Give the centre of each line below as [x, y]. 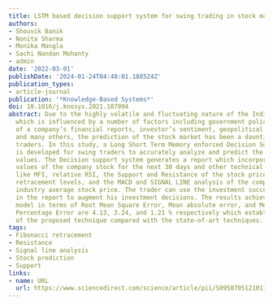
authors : [23, 24]
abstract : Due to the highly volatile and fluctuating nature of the [129, 115]
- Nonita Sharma [36, 39]
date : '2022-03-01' [41, 69]
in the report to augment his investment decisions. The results [129, 197]
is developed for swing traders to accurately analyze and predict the [140, 152]
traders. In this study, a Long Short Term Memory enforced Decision [136, 144]
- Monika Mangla [36, 46]
